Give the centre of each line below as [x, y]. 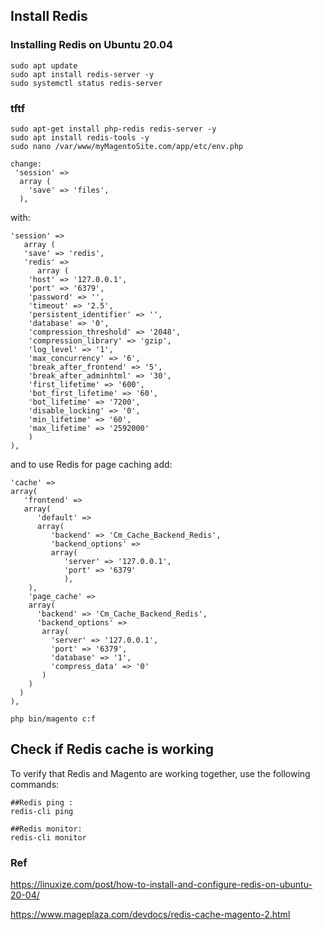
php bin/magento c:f [53, 719]
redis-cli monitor [48, 837]
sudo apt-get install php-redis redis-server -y [113, 129]
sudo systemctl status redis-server [86, 83]
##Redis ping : [42, 802]
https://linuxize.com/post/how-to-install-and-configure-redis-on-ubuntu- [161, 885]
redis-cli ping [42, 811]
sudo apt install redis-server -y [82, 74]
